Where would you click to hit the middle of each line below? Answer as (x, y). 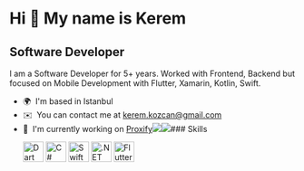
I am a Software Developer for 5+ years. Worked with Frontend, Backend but (152, 73)
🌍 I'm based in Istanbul (68, 101)
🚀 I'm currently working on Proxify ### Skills (115, 129)
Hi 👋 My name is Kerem (98, 19)
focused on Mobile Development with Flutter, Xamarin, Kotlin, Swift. (135, 83)
